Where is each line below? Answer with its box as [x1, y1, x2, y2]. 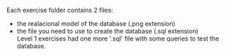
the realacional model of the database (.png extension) [16, 20, 176, 27]
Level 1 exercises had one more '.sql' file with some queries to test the [16, 34, 220, 43]
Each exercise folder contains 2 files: [6, 6, 114, 14]
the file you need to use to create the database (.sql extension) [16, 27, 199, 35]
